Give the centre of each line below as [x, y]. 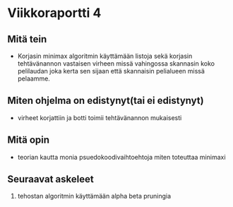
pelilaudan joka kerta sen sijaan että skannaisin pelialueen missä [111, 71]
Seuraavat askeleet [50, 179]
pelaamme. [34, 78]
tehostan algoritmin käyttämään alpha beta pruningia [94, 196]
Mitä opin [29, 140]
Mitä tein [27, 39]
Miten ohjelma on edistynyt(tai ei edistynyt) [106, 101]
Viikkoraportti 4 [54, 13]
